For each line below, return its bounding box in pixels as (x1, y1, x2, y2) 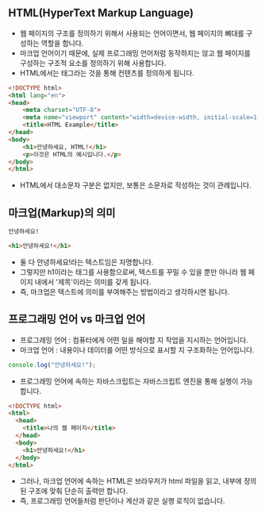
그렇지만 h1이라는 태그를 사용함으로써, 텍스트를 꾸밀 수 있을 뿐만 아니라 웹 (19, 267, 247, 276)
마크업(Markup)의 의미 (8, 206, 116, 219)
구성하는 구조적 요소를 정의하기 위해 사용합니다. (19, 58, 167, 67)
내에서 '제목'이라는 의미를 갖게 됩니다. (34, 277, 152, 287)
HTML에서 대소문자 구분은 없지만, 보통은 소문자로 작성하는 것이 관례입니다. (19, 180, 252, 190)
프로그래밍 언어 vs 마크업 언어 (8, 313, 146, 326)
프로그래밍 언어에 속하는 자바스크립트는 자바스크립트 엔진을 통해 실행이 (19, 376, 239, 386)
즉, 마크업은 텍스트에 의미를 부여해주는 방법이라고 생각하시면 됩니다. (19, 287, 230, 296)
